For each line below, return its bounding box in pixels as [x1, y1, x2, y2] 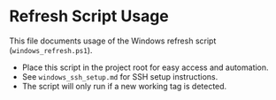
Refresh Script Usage [9, 6, 170, 27]
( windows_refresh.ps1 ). [9, 44, 93, 55]
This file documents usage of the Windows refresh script [9, 35, 217, 46]
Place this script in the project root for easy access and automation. [21, 62, 269, 73]
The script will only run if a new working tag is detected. [21, 81, 227, 91]
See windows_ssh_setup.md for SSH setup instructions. [21, 71, 218, 81]
